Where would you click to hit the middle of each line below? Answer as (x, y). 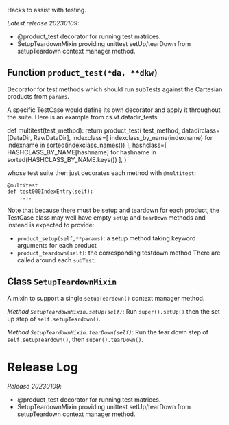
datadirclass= (201, 130)
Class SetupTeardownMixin (62, 282)
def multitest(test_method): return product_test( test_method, (94, 130)
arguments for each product (57, 245)
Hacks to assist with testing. (47, 10)
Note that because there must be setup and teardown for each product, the (113, 210)
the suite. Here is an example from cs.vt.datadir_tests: (83, 117)
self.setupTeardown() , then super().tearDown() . (75, 339)
